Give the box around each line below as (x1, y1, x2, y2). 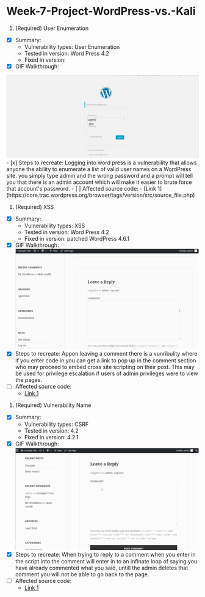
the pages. (15, 376, 43, 384)
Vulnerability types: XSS (24, 222, 85, 230)
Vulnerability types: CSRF (24, 420, 89, 428)
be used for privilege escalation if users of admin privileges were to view (15, 370, 198, 377)
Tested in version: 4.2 (24, 427, 79, 434)
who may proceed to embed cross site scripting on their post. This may (15, 364, 195, 371)
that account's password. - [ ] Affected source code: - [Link (6, 185, 157, 192)
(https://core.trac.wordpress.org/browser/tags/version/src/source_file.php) (6, 191, 195, 199)
